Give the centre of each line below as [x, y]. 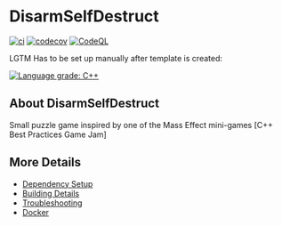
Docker [36, 212]
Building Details [51, 193]
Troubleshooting [52, 203]
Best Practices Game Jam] [58, 134]
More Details [45, 162]
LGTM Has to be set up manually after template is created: [116, 58]
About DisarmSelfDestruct [85, 104]
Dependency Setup [57, 183]
